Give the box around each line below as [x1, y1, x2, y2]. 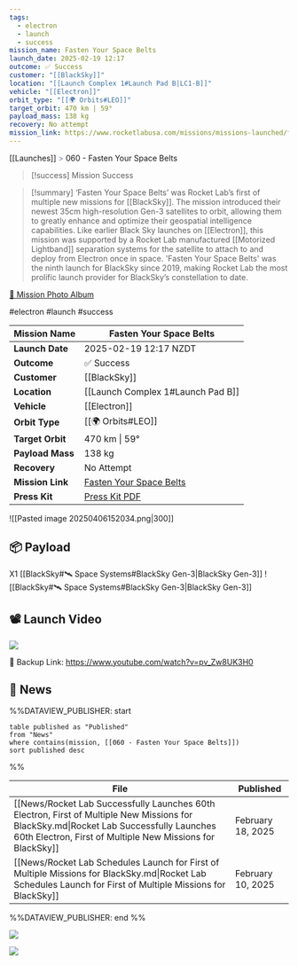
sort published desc [9, 746, 86, 755]
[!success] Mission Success [30, 169, 134, 180]
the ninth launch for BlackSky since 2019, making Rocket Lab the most [30, 263, 288, 273]
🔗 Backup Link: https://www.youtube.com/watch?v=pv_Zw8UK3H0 [9, 656, 255, 667]
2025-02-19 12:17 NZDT [83, 342, 197, 355]
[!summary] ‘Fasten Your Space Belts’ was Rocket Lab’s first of [30, 187, 261, 198]
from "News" [9, 731, 53, 740]
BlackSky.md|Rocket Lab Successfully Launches [13, 820, 216, 832]
